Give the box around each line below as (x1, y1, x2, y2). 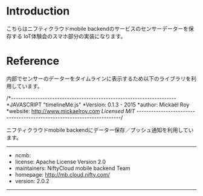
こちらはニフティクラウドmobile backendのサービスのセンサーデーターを (6, 25, 189, 32)
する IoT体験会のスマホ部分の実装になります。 (11, 32, 126, 40)
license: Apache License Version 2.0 (14, 158, 106, 165)
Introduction (6, 4, 70, 18)
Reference (6, 54, 59, 68)
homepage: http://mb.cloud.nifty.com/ (14, 171, 111, 178)
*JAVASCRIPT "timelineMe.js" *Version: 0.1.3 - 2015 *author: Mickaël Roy (6, 101, 190, 108)
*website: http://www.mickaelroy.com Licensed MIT (6, 107, 135, 114)
